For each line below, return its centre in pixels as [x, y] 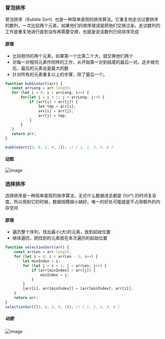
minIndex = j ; [55, 275]
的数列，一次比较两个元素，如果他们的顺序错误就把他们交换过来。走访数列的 [83, 26]
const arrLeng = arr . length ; [41, 88]
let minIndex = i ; [42, 261]
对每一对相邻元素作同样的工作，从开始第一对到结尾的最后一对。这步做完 [85, 62]
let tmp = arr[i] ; [57, 106]
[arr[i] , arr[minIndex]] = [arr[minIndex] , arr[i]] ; [78, 289]
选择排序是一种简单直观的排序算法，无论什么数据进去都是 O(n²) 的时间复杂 [81, 196]
